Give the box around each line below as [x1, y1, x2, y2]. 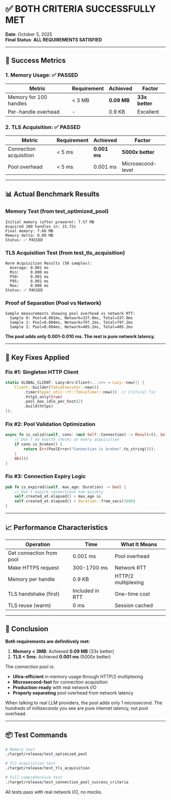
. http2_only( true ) [23, 394, 63, 399]
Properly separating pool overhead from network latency [12, 690, 134, 696]
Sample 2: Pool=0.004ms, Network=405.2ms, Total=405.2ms [10, 324, 133, 330]
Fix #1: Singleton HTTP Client [5, 368, 79, 375]
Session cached [114, 602, 153, 609]
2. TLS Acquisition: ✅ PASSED [5, 123, 80, 130]
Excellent [137, 108, 159, 115]
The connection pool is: [5, 663, 55, 670]
